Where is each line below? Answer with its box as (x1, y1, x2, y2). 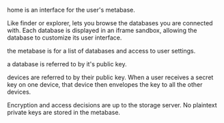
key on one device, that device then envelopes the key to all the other (7, 81, 203, 88)
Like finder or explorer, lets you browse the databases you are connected (7, 19, 213, 27)
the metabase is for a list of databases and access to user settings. (7, 47, 196, 55)
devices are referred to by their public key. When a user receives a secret (7, 73, 214, 81)
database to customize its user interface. (7, 33, 122, 42)
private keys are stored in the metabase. (7, 109, 121, 116)
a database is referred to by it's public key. (7, 60, 127, 68)
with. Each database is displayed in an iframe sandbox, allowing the (7, 27, 197, 34)
